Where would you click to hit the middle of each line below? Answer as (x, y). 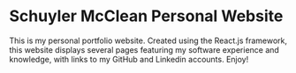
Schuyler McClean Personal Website (146, 16)
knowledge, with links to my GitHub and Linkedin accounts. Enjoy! (129, 59)
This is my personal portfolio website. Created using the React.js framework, (148, 40)
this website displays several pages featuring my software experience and (144, 49)
